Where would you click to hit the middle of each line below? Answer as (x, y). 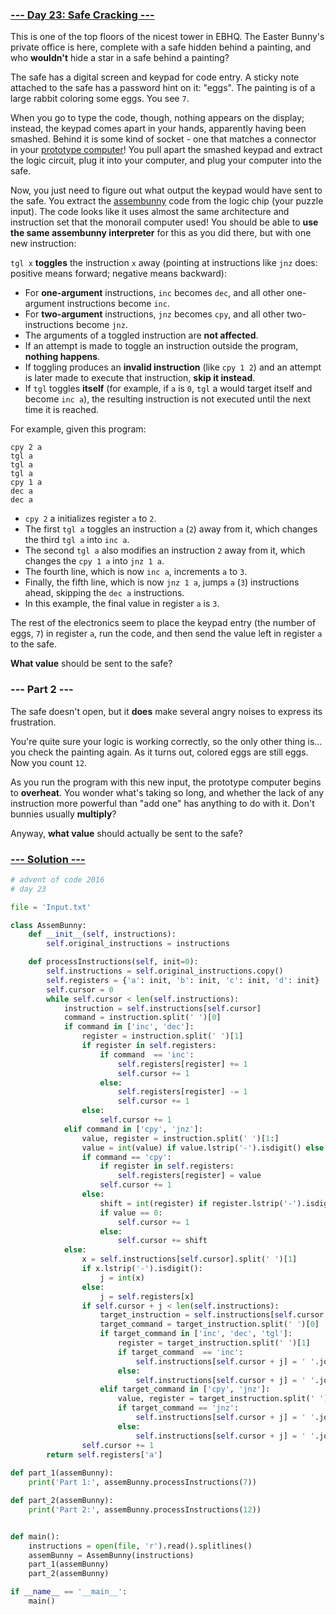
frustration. (33, 722)
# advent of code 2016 (57, 879)
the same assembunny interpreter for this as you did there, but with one (161, 233)
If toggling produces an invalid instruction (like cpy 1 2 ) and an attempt (173, 367)
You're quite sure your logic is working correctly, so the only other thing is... (166, 741)
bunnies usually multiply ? (63, 814)
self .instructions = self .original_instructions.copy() (165, 971)
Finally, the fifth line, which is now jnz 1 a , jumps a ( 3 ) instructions (162, 582)
